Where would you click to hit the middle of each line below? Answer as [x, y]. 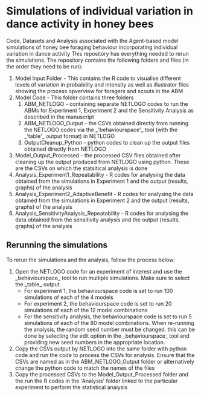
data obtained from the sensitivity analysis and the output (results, [97, 220]
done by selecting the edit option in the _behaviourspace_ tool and [107, 336]
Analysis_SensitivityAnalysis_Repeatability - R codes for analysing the [102, 213]
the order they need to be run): [45, 66]
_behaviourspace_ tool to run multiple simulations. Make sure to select [102, 278]
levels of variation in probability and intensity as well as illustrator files [102, 84]
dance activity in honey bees [80, 24]
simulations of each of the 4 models [69, 297]
